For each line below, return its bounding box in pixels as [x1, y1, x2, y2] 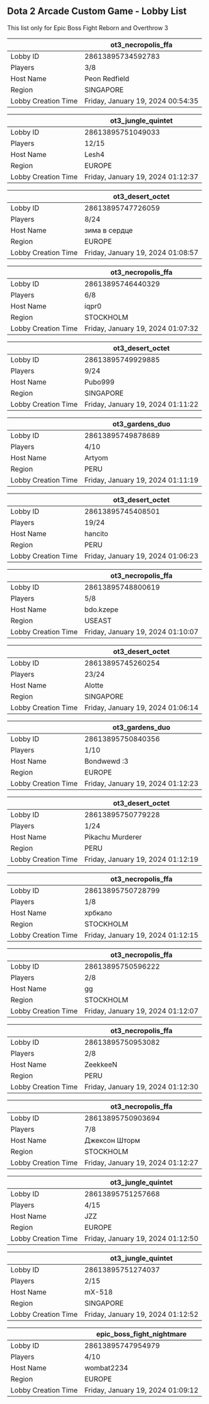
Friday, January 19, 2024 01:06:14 [84, 703, 199, 712]
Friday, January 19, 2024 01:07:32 [84, 324, 199, 333]
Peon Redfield [84, 73, 130, 83]
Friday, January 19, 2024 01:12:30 [84, 1082, 199, 1091]
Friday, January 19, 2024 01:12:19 [84, 854, 199, 864]
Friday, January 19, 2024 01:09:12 [84, 1385, 199, 1394]
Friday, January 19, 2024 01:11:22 [84, 399, 199, 409]
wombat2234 [84, 1363, 128, 1372]
